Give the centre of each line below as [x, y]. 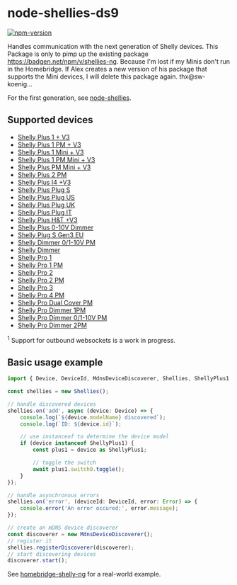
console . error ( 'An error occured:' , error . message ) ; [99, 509]
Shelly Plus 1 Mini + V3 [51, 152]
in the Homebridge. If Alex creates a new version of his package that [107, 69]
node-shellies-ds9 [63, 13]
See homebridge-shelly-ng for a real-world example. [84, 574]
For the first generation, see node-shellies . [70, 98]
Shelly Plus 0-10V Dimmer [56, 227]
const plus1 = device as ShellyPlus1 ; [90, 450]
